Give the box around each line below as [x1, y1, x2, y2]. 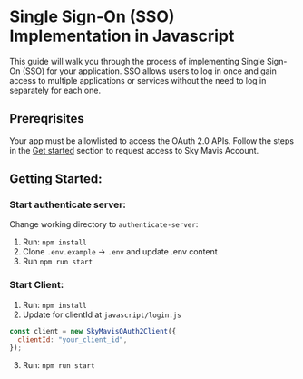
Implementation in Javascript [9, 25, 235, 46]
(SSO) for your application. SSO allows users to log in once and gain [22, 65, 277, 76]
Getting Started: [9, 171, 103, 187]
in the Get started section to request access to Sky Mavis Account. [9, 145, 259, 155]
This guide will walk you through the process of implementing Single [9, 55, 265, 66]
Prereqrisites [9, 111, 84, 126]
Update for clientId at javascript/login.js [22, 309, 181, 320]
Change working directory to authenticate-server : [9, 219, 199, 230]
